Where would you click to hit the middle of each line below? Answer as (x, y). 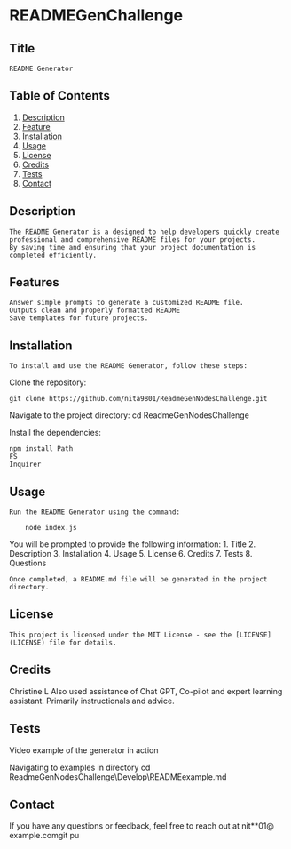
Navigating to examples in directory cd (80, 767)
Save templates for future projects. (79, 318)
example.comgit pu (44, 836)
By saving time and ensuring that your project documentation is (132, 247)
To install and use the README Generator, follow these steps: (129, 366)
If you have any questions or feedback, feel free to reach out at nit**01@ (142, 826)
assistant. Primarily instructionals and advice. (92, 701)
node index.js (51, 528)
